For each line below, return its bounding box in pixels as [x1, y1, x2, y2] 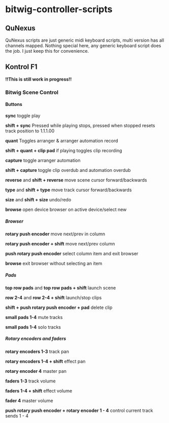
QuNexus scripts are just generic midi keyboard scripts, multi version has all [5, 37, 164, 43]
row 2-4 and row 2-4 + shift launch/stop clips [5, 294, 102, 300]
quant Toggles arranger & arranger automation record [5, 137, 118, 144]
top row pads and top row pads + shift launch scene [5, 285, 116, 291]
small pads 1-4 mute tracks [5, 314, 63, 320]
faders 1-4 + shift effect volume [5, 387, 73, 394]
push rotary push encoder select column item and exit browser [5, 250, 139, 257]
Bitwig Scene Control [5, 89, 59, 96]
